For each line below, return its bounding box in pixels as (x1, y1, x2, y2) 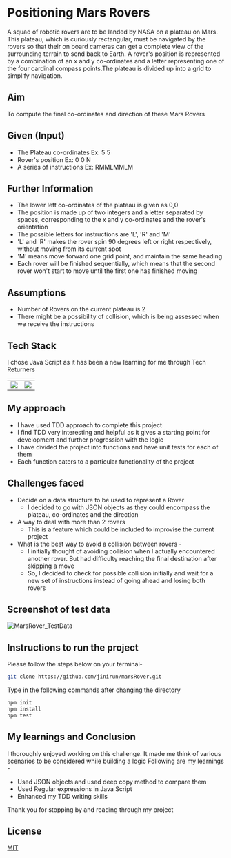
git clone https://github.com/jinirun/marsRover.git (7, 673, 162, 680)
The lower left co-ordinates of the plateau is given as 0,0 (17, 201, 179, 210)
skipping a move (27, 562, 74, 570)
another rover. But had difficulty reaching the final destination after (27, 554, 217, 562)
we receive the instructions (17, 320, 94, 328)
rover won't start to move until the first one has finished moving (17, 267, 198, 275)
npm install (7, 706, 41, 713)
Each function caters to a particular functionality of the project (17, 457, 194, 466)
